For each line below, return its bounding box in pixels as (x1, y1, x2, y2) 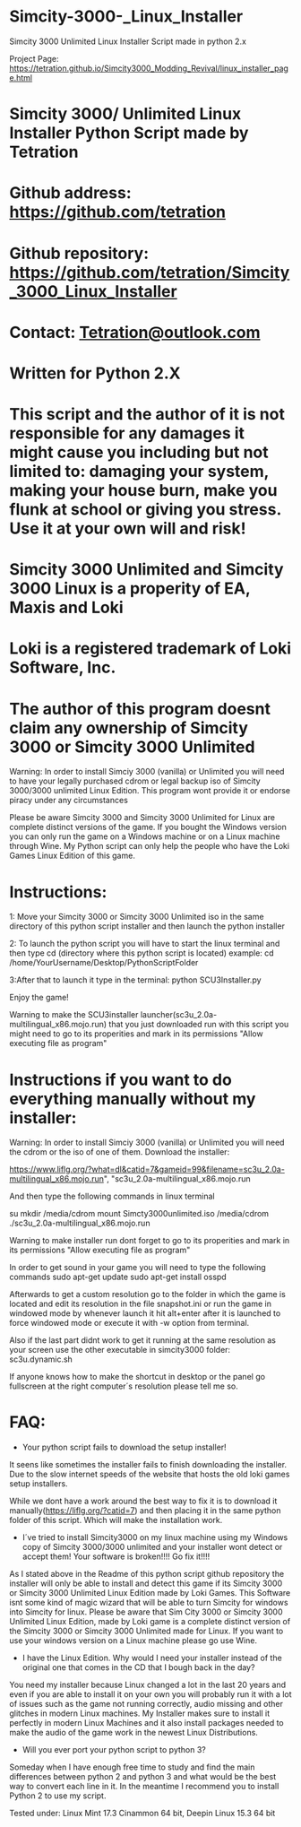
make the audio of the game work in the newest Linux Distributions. (9, 1727, 258, 1738)
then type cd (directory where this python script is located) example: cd (9, 948, 275, 958)
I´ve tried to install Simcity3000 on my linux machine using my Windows (21, 1532, 288, 1543)
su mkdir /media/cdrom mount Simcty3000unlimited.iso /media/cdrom (9, 1208, 270, 1219)
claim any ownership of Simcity (9, 717, 249, 738)
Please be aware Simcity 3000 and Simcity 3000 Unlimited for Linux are (9, 812, 276, 823)
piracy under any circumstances (9, 795, 128, 806)
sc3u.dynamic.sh (9, 1354, 73, 1364)
